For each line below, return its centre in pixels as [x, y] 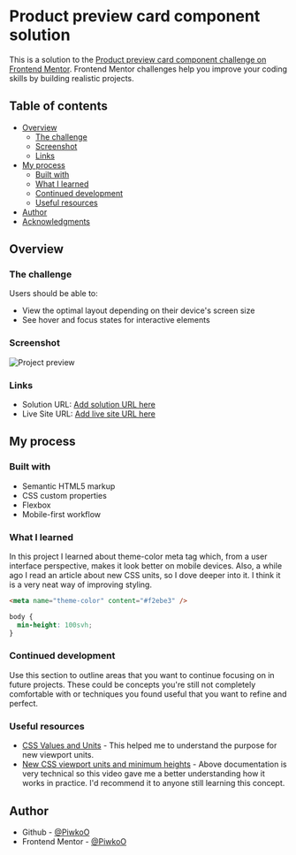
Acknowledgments [56, 221]
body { [21, 616]
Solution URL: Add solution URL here [89, 405]
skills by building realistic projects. [72, 78]
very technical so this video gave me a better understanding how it [143, 774]
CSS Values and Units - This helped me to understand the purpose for [149, 745]
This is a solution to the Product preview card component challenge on [138, 59]
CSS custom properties [65, 495]
